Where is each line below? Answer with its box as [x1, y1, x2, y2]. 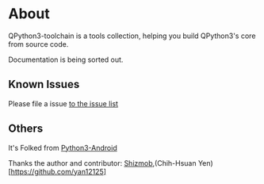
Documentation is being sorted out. [8, 55, 124, 64]
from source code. [8, 39, 69, 48]
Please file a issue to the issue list [8, 98, 119, 108]
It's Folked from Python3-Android [8, 143, 117, 152]
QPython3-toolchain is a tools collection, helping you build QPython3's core [8, 31, 256, 40]
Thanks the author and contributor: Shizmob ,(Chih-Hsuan [8, 158, 197, 167]
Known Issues [8, 78, 80, 91]
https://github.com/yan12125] [10, 167, 107, 176]
